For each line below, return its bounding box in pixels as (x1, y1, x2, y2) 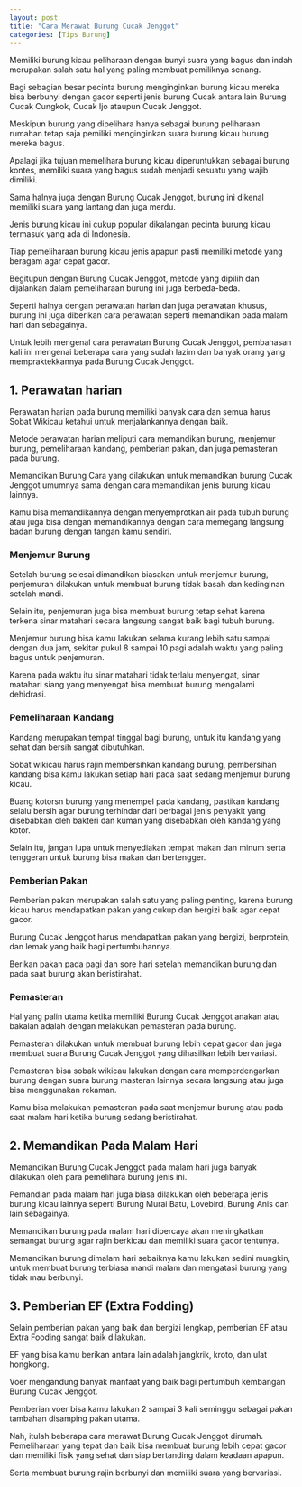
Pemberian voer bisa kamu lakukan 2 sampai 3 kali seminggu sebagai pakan (9, 1404, 293, 1414)
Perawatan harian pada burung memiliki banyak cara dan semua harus (9, 407, 271, 417)
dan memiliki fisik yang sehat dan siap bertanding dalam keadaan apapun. (9, 1450, 285, 1460)
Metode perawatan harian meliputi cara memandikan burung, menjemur (9, 434, 277, 444)
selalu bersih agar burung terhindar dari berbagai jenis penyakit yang (9, 805, 266, 816)
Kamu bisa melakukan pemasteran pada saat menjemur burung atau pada (9, 1102, 284, 1113)
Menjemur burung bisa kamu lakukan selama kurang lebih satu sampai (9, 633, 271, 644)
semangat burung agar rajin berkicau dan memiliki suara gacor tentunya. (9, 1235, 279, 1247)
